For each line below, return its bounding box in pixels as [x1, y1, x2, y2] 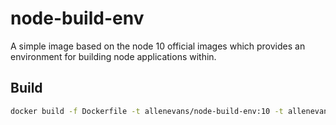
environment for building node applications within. [10, 50, 217, 62]
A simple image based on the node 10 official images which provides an [10, 40, 306, 52]
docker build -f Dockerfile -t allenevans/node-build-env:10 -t [10, 106, 284, 116]
